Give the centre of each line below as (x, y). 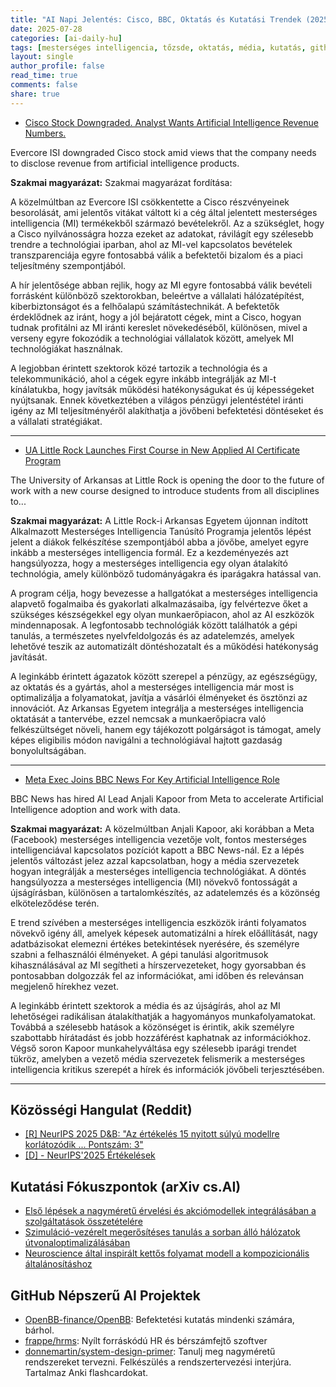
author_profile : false (57, 66)
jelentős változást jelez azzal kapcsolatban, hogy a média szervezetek (155, 860)
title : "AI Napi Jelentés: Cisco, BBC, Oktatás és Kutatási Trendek (156, 19)
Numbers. (45, 133)
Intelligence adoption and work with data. (95, 809)
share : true (35, 94)
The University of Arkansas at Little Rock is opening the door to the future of (167, 480)
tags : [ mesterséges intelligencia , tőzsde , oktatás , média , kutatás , (158, 47)
